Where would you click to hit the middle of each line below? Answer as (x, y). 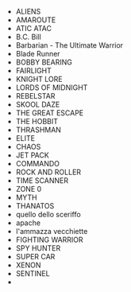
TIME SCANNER (42, 181)
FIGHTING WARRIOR (49, 239)
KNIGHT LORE (39, 79)
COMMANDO (38, 164)
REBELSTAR (35, 96)
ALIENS (28, 12)
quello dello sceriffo (48, 214)
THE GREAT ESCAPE (50, 113)
